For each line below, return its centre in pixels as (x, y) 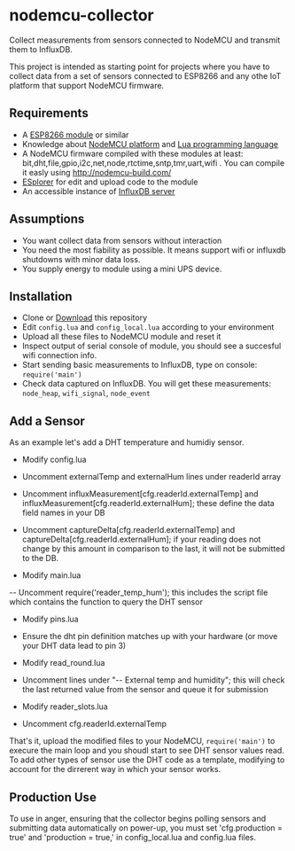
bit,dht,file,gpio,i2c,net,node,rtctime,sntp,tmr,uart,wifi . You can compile (153, 163)
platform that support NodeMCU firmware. (87, 85)
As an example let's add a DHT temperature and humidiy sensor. (127, 442)
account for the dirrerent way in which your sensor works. (115, 769)
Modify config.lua (54, 460)
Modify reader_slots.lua (65, 707)
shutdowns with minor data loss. (81, 259)
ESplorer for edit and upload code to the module (110, 182)
